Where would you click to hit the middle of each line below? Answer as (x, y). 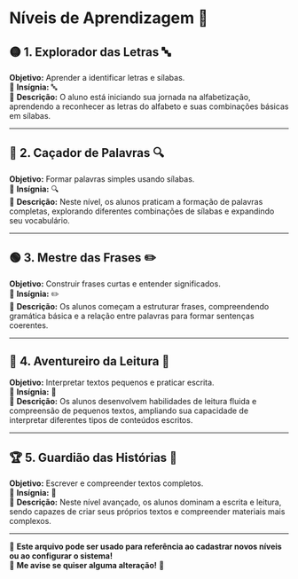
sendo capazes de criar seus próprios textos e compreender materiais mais (147, 512)
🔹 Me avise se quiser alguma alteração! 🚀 (87, 566)
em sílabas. (30, 116)
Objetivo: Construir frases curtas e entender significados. (115, 284)
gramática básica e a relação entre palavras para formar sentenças (132, 316)
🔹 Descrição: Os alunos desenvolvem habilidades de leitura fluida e (133, 402)
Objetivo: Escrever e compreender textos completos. (106, 483)
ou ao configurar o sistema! (61, 556)
